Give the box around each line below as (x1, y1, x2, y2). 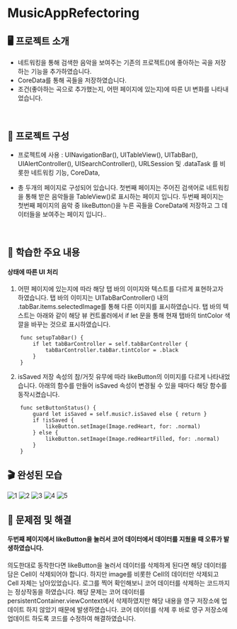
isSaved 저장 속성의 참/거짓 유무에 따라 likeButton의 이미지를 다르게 (17, 373, 207, 381)
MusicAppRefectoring (7, 5, 140, 21)
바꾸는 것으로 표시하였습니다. (30, 320, 111, 329)
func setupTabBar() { (20, 334, 83, 341)
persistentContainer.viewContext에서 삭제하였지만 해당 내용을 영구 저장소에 (7, 596, 220, 605)
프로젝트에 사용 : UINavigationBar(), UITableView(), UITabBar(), (17, 151, 198, 159)
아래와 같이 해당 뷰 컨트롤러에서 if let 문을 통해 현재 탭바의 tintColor (36, 311, 224, 320)
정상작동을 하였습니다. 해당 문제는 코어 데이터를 (14, 587, 146, 596)
